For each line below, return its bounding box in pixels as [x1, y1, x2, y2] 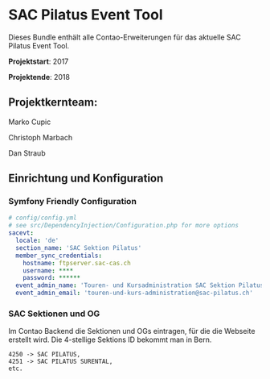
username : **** [22, 266, 74, 275]
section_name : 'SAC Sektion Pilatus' [15, 244, 142, 252]
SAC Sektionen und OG [8, 308, 100, 319]
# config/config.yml [8, 214, 78, 223]
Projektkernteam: [8, 95, 98, 110]
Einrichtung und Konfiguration [8, 172, 164, 185]
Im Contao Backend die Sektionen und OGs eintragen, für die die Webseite [8, 327, 256, 336]
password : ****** [22, 274, 81, 282]
